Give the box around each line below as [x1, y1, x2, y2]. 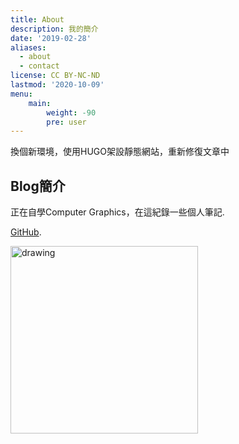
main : [28, 98, 52, 108]
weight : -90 [46, 107, 97, 118]
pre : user [46, 117, 87, 127]
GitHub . [10, 226, 42, 238]
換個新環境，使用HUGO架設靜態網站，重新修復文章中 [10, 146, 230, 158]
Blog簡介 [10, 177, 66, 195]
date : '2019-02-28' [10, 33, 92, 43]
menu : [10, 89, 33, 99]
